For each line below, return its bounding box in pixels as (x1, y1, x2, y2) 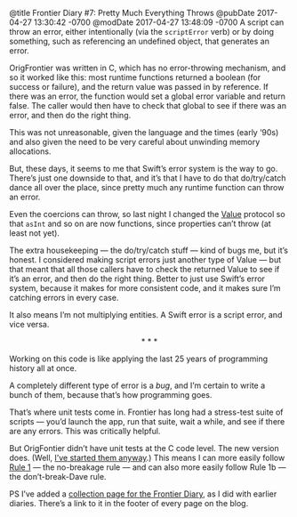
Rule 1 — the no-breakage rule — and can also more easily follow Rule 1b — (9, 462, 286, 473)
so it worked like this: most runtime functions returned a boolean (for (9, 72, 261, 83)
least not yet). (9, 228, 60, 238)
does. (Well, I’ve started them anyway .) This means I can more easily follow (9, 453, 285, 463)
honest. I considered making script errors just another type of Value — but (9, 254, 282, 265)
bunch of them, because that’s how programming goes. (9, 390, 213, 400)
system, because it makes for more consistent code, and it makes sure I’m (9, 283, 282, 293)
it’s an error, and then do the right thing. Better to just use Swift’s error (9, 273, 265, 284)
